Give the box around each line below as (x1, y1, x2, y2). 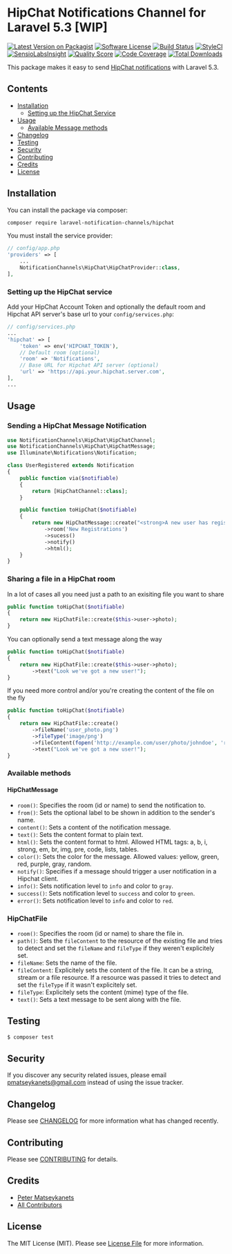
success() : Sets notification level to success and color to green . (17, 889, 195, 897)
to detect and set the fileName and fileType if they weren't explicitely (17, 944, 215, 952)
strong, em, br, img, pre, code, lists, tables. (17, 845, 139, 853)
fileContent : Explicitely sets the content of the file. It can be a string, (17, 965, 213, 974)
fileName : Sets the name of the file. (17, 958, 117, 967)
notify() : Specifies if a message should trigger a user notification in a (17, 867, 217, 875)
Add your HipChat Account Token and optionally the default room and (7, 302, 206, 311)
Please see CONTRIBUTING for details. (7, 1155, 119, 1164)
